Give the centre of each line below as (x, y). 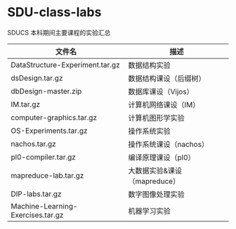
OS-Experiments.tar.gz (49, 131)
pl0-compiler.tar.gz (43, 157)
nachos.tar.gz (33, 143)
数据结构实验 (149, 65)
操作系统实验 (149, 131)
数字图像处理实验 (156, 194)
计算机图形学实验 (156, 118)
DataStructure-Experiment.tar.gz (66, 65)
